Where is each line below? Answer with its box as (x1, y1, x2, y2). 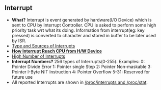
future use (11, 74, 33, 80)
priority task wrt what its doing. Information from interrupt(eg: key (11, 27, 145, 33)
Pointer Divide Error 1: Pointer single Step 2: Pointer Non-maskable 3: (11, 64, 152, 69)
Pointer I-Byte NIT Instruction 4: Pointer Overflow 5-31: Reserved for (11, 68, 150, 75)
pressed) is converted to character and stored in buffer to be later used (11, 32, 156, 38)
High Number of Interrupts (11, 53, 66, 59)
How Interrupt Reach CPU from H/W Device (11, 48, 102, 54)
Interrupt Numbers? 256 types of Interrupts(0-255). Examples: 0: (11, 58, 145, 64)
